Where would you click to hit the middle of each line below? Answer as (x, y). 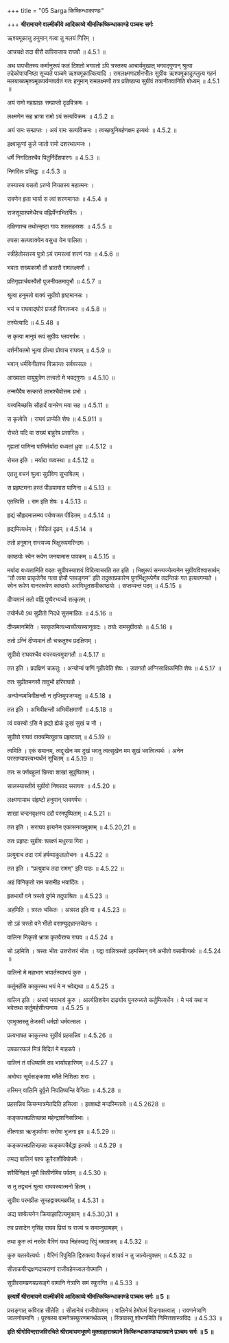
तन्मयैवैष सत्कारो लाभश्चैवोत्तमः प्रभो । (47, 391)
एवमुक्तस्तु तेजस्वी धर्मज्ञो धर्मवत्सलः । (47, 1022)
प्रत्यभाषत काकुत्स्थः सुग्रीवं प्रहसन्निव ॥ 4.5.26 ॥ (59, 1035)
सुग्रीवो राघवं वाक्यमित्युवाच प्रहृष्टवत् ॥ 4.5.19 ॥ (59, 737)
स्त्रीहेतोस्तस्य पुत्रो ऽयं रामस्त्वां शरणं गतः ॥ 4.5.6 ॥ (63, 254)
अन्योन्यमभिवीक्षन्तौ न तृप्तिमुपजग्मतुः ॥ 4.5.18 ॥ (59, 696)
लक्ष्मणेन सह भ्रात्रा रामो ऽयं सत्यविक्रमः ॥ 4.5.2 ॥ (60, 116)
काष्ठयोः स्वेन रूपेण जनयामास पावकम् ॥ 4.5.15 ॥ (61, 556)
